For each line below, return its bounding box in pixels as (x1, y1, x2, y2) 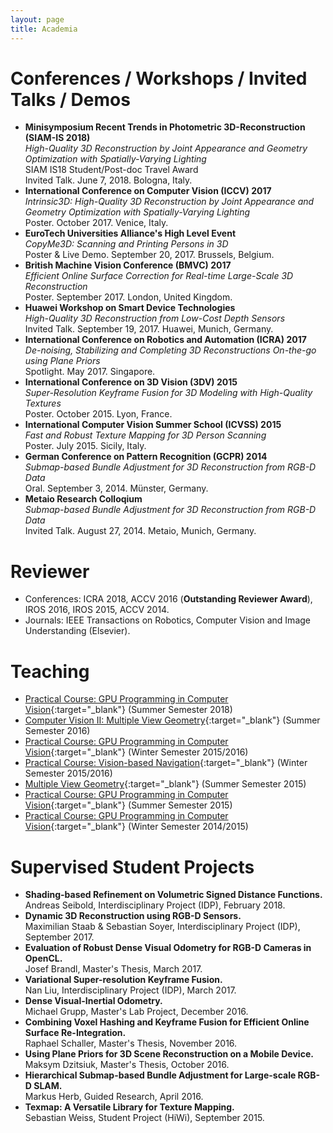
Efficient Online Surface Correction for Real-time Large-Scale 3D (24, 270, 294, 282)
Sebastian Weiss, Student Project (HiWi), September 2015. (24, 1112, 265, 1124)
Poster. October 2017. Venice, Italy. (24, 217, 169, 229)
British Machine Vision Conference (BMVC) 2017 (24, 259, 232, 271)
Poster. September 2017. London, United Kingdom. (24, 291, 233, 303)
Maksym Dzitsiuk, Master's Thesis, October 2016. (24, 1059, 230, 1071)
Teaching (10, 660, 90, 683)
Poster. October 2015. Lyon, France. (24, 408, 173, 420)
